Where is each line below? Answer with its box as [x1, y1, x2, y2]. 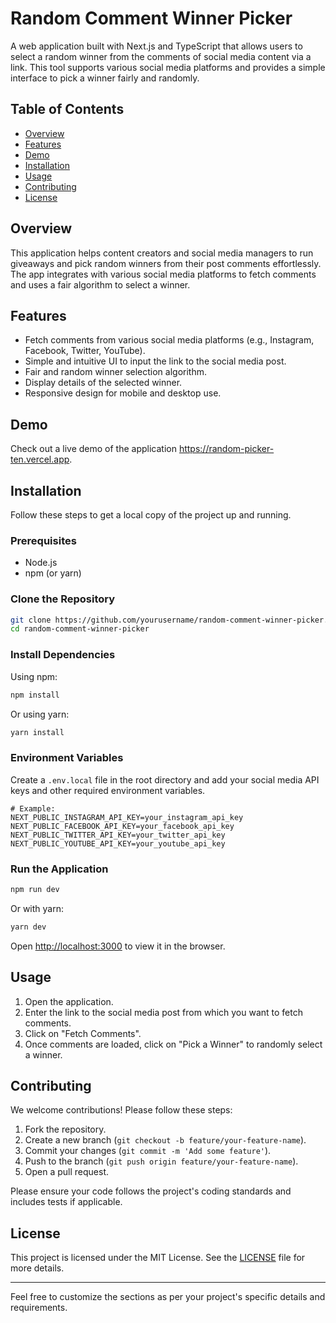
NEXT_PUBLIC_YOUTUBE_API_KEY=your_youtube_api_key [10, 838, 226, 849]
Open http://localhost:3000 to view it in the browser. [10, 940, 226, 952]
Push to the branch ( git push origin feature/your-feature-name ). [24, 1155, 299, 1167]
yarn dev [10, 922, 47, 932]
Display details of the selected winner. [24, 377, 183, 389]
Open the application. [24, 995, 114, 1007]
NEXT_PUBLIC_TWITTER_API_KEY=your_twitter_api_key [10, 830, 226, 840]
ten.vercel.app [10, 453, 70, 466]
